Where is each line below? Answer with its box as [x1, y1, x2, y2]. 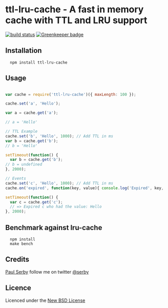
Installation [5, 46, 42, 55]
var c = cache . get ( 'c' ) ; [10, 199, 63, 204]
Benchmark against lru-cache [5, 223, 102, 232]
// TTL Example [5, 129, 38, 134]
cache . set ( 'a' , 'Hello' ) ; [5, 101, 60, 106]
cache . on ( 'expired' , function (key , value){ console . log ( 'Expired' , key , [5, 186, 164, 191]
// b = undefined [5, 162, 43, 167]
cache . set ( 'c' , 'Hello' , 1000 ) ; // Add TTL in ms [5, 180, 114, 186]
